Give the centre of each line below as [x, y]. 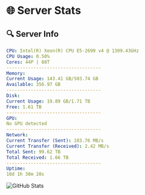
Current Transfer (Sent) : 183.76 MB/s [55, 141]
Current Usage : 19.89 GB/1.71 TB [48, 101]
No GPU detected [27, 124]
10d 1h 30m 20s [25, 174]
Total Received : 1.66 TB [37, 158]
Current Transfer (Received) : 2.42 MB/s [58, 146]
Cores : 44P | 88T [28, 62]
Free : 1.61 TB [24, 107]
